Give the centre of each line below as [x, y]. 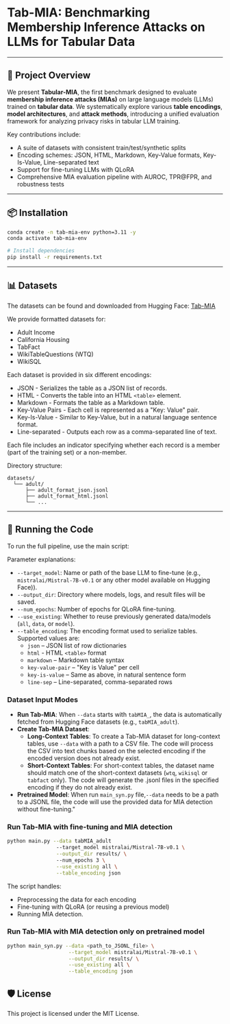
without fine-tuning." [46, 809]
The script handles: [34, 886]
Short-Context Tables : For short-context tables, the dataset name [120, 765]
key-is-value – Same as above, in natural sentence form [106, 674]
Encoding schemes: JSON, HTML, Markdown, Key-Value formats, [109, 155]
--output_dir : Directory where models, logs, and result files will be [111, 594]
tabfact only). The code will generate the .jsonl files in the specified [123, 780]
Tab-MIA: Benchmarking [79, 13]
